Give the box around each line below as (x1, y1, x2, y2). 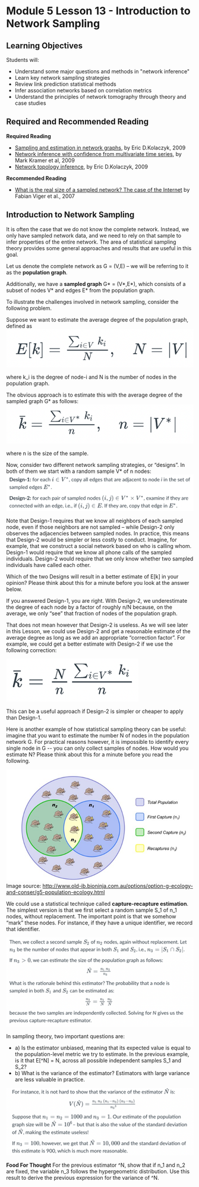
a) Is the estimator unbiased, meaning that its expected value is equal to (14, 1044, 191, 1052)
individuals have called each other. (6, 562, 91, 569)
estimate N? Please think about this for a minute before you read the (6, 751, 173, 758)
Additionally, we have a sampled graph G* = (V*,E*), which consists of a (6, 280, 186, 287)
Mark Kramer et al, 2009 (14, 157, 75, 164)
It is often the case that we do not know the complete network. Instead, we (6, 225, 189, 233)
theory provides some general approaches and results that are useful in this (6, 244, 192, 251)
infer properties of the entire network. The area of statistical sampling (6, 238, 176, 245)
